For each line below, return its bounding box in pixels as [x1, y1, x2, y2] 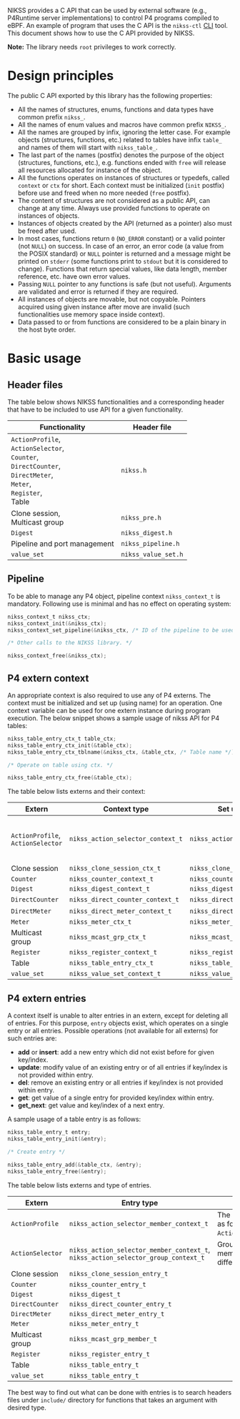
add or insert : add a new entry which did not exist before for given [17, 1048, 214, 1057]
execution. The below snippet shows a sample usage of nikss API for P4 [7, 714, 220, 722]
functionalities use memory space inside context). [17, 310, 166, 319]
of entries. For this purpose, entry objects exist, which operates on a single [7, 1019, 229, 1027]
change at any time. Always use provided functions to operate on [17, 204, 210, 212]
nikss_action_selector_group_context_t [69, 1253, 205, 1262]
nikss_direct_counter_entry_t [69, 1300, 172, 1308]
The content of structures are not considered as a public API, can [17, 196, 211, 204]
